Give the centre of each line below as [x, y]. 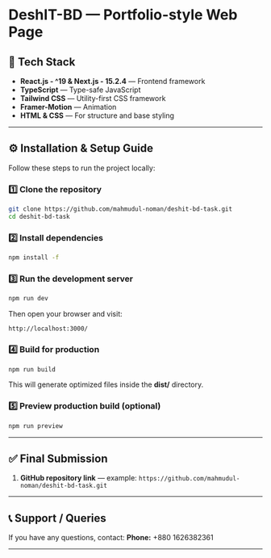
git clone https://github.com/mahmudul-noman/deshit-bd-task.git [120, 209]
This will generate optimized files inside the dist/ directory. [106, 384]
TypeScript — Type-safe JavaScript [80, 90]
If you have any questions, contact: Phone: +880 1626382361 [111, 538]
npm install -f [34, 258]
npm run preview [35, 426]
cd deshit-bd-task [39, 216]
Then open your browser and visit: [65, 314]
